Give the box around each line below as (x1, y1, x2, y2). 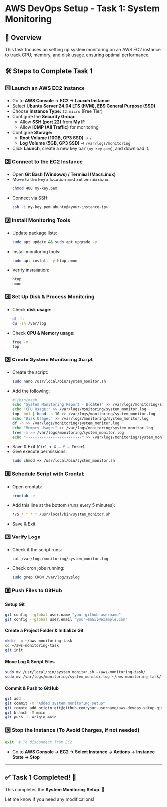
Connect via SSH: (12, 195, 49, 201)
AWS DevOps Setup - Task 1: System (5, 3, 160, 14)
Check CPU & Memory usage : (12, 330, 75, 336)
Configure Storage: (12, 129, 53, 135)
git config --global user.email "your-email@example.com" (5, 617, 128, 622)
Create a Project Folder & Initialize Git (5, 628, 83, 633)
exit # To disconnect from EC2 (5, 739, 72, 745)
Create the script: (12, 369, 49, 375)
